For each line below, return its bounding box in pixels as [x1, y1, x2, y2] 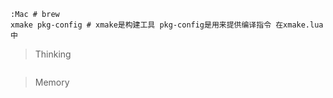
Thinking [34, 48, 72, 60]
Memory [34, 76, 70, 88]
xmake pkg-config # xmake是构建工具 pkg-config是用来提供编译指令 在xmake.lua [10, 20, 324, 30]
